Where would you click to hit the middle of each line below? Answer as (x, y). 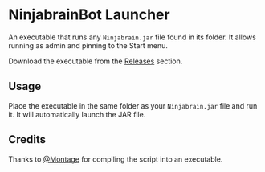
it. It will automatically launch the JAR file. (77, 114)
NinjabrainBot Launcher (89, 15)
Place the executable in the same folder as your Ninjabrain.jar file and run (133, 105)
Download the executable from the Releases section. (96, 61)
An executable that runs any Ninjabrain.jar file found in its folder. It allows (132, 37)
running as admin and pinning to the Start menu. (88, 45)
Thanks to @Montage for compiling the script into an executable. (116, 159)
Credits (27, 139)
